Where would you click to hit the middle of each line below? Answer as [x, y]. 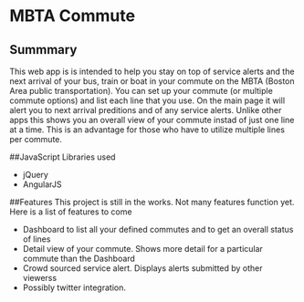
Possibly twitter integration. [74, 287]
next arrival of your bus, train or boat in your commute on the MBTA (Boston [152, 81]
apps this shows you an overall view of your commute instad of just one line [152, 120]
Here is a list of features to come [71, 212]
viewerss [40, 278]
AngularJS [42, 184]
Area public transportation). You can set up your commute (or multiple [142, 91]
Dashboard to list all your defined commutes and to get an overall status [158, 229]
